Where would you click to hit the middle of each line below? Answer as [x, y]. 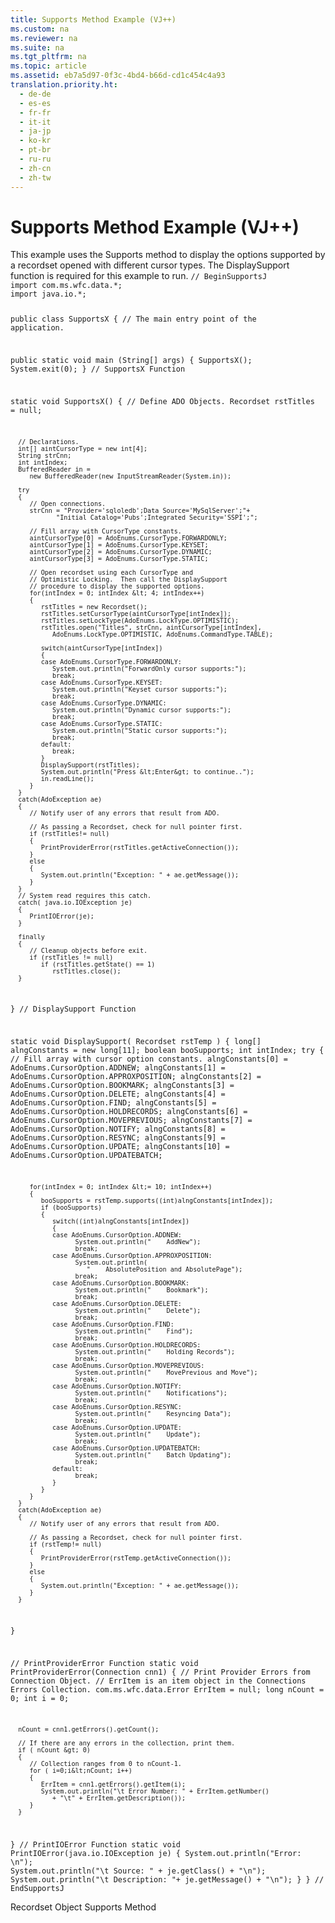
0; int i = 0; [40, 1698]
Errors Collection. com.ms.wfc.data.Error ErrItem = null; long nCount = [167, 1689]
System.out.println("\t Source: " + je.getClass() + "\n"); [138, 1871]
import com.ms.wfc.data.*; [66, 286]
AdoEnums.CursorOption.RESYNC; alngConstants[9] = [118, 1138]
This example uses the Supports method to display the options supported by [168, 255]
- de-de [35, 94]
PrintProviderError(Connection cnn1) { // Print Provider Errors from [160, 1672]
